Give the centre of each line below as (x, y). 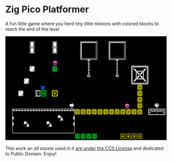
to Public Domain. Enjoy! (31, 154)
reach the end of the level (33, 29)
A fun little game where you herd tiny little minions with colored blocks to (82, 24)
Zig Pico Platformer (47, 9)
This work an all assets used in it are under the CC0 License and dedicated (84, 148)
